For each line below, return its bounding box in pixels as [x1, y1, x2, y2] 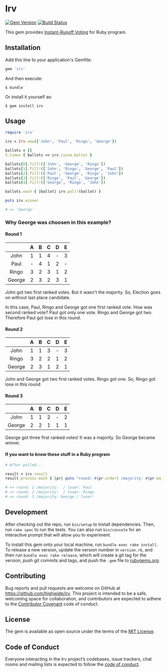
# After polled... [5, 462, 43, 467]
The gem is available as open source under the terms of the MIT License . [5, 628, 155, 635]
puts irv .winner [5, 198, 39, 203]
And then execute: [5, 75, 43, 81]
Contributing [5, 572, 46, 580]
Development [5, 508, 48, 517]
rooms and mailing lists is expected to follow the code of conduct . [5, 662, 140, 668]
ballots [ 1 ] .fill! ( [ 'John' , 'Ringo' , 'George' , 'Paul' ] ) [5, 166, 123, 171]
